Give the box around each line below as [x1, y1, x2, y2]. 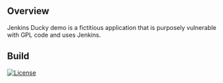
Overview [7, 5, 50, 17]
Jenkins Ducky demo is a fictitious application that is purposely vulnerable [7, 23, 217, 31]
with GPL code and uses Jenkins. [7, 31, 101, 39]
